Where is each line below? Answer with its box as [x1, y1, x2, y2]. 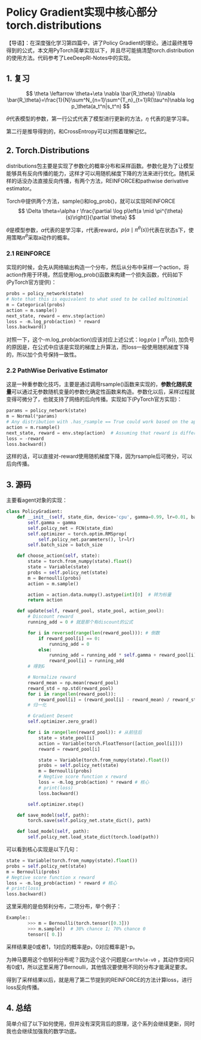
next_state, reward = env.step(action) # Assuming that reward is [6, 430, 178, 436]
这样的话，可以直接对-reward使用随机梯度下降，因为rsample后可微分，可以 [6, 452, 193, 460]
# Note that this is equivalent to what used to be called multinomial [6, 296, 188, 302]
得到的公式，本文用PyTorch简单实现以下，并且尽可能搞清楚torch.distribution [6, 46, 194, 54]
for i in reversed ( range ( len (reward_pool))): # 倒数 [28, 630, 160, 636]
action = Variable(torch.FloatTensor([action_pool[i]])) [38, 741, 184, 747]
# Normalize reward [28, 675, 77, 681]
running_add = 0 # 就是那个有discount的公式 [28, 619, 133, 625]
